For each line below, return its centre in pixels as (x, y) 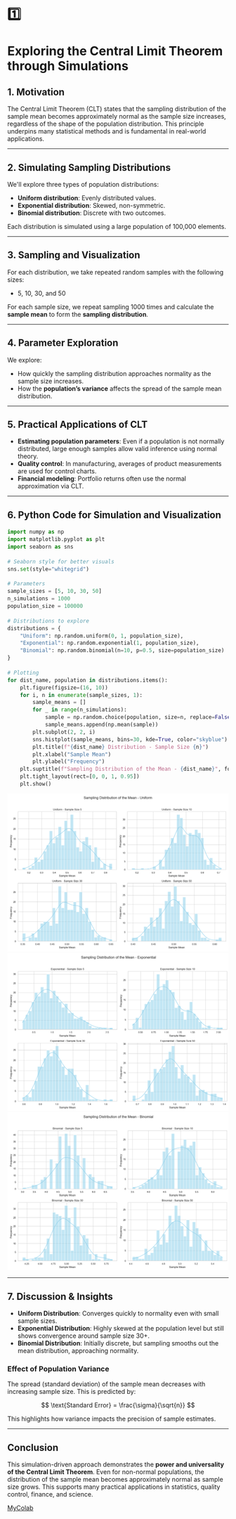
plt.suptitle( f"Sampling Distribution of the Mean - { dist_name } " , (120, 769)
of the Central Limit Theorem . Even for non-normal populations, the (106, 1472)
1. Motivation (36, 92)
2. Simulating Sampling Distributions (89, 168)
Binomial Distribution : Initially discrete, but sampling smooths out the (118, 1343)
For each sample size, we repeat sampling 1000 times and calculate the (111, 306)
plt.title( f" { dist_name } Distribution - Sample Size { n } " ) (121, 747)
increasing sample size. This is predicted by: (72, 1392)
